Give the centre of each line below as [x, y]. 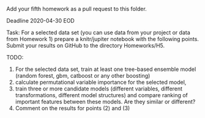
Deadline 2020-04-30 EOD [40, 20]
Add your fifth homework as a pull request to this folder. [76, 9]
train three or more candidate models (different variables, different [99, 89]
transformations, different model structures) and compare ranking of [102, 95]
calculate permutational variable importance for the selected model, [101, 82]
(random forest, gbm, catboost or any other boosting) [83, 76]
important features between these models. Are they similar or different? [105, 101]
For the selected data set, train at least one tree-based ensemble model [106, 69]
